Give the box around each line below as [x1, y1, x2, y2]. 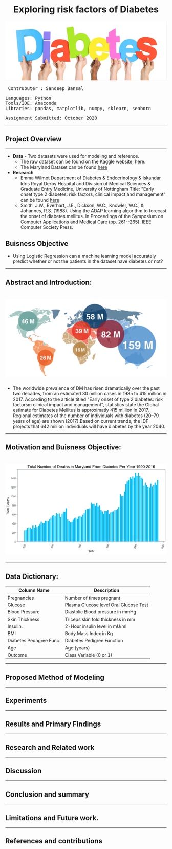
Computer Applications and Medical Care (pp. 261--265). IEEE [20, 219, 152, 225]
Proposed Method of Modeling [5, 673, 105, 682]
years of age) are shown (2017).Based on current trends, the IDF [12, 418, 149, 424]
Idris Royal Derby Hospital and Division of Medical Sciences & [20, 180, 151, 187]
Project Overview [5, 135, 62, 143]
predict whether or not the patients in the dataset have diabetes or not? [12, 258, 163, 264]
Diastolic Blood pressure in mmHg [64, 609, 137, 615]
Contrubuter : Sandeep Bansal [8, 86, 84, 92]
